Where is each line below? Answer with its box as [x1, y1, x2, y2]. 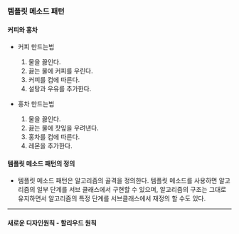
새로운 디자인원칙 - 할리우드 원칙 [7, 218, 97, 227]
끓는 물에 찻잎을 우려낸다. [28, 123, 100, 133]
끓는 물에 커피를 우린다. [28, 66, 94, 76]
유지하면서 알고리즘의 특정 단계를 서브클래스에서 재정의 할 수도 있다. [17, 194, 206, 203]
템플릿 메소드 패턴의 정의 [7, 159, 75, 168]
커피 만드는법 [17, 43, 55, 51]
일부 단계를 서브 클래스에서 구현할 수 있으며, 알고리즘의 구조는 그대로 [36, 185, 227, 194]
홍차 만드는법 [17, 100, 55, 108]
